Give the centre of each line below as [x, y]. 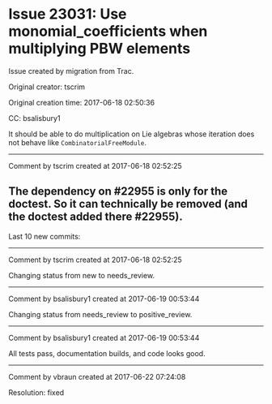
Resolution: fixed [36, 392]
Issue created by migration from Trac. [71, 71]
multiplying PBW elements [100, 49]
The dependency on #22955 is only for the [118, 191]
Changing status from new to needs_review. [82, 275]
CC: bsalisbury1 [34, 118]
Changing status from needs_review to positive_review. [100, 314]
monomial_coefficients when [108, 31]
